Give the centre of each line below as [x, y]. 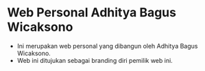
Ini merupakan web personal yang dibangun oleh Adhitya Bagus [107, 46]
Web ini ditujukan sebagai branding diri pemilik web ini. [95, 60]
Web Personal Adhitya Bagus [92, 13]
